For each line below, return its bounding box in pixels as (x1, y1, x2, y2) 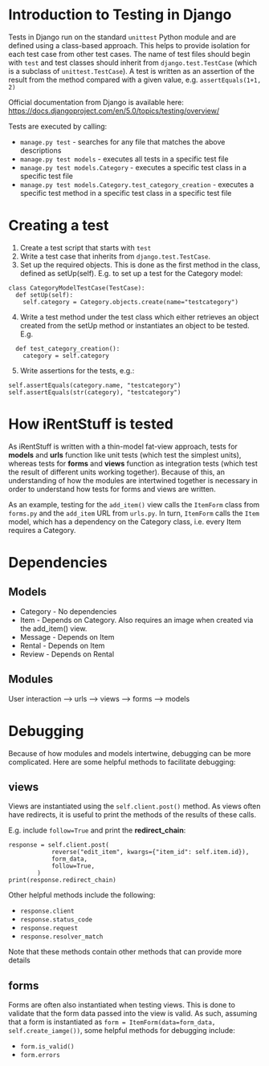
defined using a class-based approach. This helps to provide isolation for (8, 40, 251, 50)
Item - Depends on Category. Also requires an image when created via (19, 615, 254, 625)
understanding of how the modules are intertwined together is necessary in (8, 475, 259, 485)
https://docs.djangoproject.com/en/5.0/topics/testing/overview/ (8, 106, 219, 116)
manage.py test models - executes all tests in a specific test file (19, 154, 229, 164)
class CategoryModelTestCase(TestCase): (8, 283, 146, 292)
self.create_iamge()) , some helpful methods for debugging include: (8, 1026, 235, 1035)
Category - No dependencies (19, 606, 117, 616)
